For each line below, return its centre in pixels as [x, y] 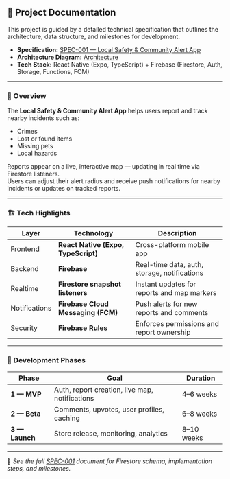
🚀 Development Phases [46, 360]
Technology [93, 233]
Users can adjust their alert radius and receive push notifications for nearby [114, 181]
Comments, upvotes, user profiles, [109, 409]
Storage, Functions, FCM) [53, 71]
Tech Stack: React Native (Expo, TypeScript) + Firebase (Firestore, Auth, [119, 64]
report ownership [163, 332]
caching [67, 418]
